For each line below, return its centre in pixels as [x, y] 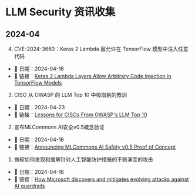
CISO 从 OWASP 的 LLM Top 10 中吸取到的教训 [70, 95]
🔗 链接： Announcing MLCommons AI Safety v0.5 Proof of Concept [95, 147]
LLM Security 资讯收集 [60, 12]
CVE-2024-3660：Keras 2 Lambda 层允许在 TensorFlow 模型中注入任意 [101, 49]
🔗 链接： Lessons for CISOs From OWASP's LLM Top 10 [80, 115]
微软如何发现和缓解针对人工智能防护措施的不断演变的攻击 [83, 159]
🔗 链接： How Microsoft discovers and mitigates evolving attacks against [101, 179]
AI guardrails [29, 186]
